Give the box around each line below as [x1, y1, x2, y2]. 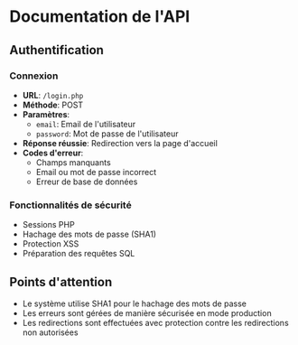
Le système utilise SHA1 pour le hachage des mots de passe [22, 298, 247, 309]
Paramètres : [22, 108, 70, 119]
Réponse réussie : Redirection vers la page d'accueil [22, 137, 219, 148]
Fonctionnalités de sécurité [9, 199, 133, 211]
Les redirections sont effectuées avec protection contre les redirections [22, 317, 289, 328]
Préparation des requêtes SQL [22, 248, 135, 259]
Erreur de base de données [35, 176, 138, 187]
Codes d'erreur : [22, 147, 84, 158]
